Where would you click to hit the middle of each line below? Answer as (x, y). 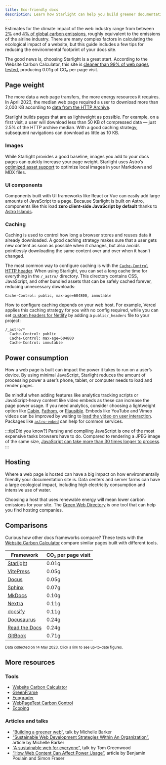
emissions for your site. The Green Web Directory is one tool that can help (81, 504)
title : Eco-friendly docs (32, 10)
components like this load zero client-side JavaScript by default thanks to (81, 206)
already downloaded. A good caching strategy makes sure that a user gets (81, 240)
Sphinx (16, 587)
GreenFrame (25, 692)
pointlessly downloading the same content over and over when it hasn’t (78, 251)
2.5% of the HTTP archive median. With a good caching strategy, (71, 128)
